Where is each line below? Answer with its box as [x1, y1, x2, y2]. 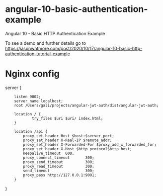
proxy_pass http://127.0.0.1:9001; [23, 173, 97, 178]
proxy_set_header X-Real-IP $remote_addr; [23, 138, 112, 143]
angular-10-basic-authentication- [5, 3, 148, 15]
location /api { [14, 129, 48, 134]
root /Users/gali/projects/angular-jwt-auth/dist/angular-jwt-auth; [14, 103, 159, 108]
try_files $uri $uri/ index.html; [31, 116, 103, 121]
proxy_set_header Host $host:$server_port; [23, 133, 114, 138]
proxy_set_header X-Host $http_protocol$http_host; [23, 146, 133, 151]
